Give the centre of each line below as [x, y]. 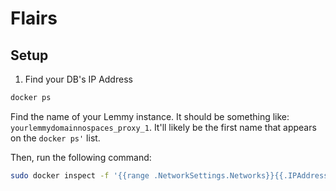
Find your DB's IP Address [78, 79]
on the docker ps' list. [55, 138]
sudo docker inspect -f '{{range [80, 175]
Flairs [34, 18]
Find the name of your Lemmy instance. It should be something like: [150, 116]
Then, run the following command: [81, 157]
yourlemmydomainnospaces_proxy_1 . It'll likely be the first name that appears [163, 127]
